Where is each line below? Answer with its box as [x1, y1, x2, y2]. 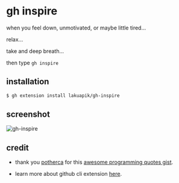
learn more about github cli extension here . [14, 170, 122, 178]
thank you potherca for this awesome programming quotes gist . [14, 158, 174, 166]
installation [6, 76, 49, 87]
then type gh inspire [6, 59, 59, 66]
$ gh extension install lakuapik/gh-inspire [6, 92, 120, 99]
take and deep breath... [6, 47, 64, 55]
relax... [6, 36, 24, 43]
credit [6, 143, 29, 153]
